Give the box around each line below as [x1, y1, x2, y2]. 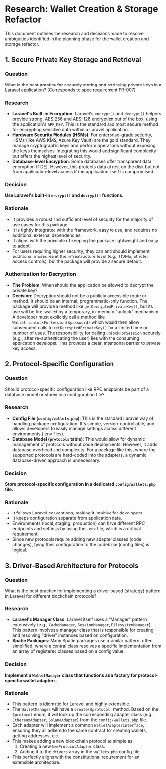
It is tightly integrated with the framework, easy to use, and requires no [12, 227, 157, 233]
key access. [12, 345, 37, 351]
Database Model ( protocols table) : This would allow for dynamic [12, 436, 145, 442]
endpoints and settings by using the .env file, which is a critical [12, 526, 141, 532]
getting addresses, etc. [12, 732, 60, 739]
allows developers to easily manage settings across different [12, 426, 136, 431]
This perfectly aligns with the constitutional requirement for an [12, 754, 140, 760]
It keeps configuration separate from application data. [12, 515, 122, 521]
